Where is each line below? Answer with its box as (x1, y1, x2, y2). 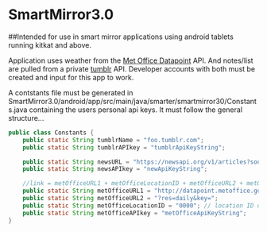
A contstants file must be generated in (8, 87, 133, 97)
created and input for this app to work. (8, 72, 134, 82)
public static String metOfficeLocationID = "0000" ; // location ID (22, 201, 254, 210)
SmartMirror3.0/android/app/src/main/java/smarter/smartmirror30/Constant (8, 96, 257, 106)
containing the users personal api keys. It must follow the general (29, 105, 243, 114)
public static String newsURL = (22, 157, 130, 166)
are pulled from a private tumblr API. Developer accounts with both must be (8, 64, 256, 73)
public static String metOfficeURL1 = (22, 187, 151, 195)
